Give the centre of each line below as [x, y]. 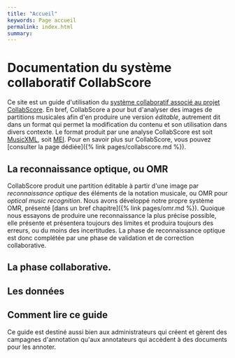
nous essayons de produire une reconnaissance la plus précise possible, [112, 215]
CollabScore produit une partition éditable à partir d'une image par [103, 186]
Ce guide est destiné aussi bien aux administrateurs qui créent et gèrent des [117, 332]
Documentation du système [90, 68]
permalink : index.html [40, 27]
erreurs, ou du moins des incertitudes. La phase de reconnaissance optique [116, 230]
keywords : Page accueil [42, 20]
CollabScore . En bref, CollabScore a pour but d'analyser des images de [110, 110]
